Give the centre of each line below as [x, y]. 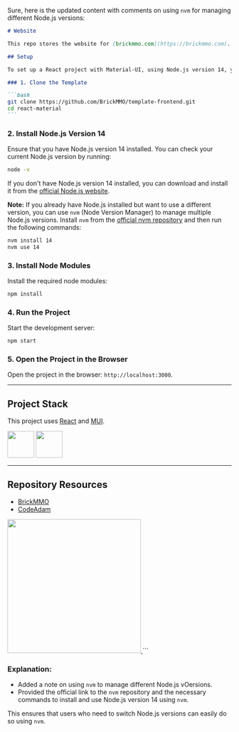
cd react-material [34, 109]
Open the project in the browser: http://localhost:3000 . [90, 375]
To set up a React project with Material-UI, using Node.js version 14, [117, 70]
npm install [25, 294]
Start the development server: [51, 328]
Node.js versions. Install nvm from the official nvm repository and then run [115, 220]
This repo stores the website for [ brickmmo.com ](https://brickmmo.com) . [119, 44]
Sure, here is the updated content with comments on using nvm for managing [119, 10]
